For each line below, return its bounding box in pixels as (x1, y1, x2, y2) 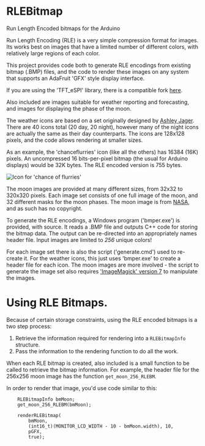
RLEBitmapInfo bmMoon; (17, 396, 75, 402)
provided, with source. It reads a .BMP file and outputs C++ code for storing (6, 223, 198, 230)
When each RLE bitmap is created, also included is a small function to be (6, 359, 190, 367)
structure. (15, 341, 40, 348)
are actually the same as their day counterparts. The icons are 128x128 (6, 130, 185, 137)
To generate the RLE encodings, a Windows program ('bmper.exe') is (6, 216, 181, 224)
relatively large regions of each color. (6, 49, 100, 57)
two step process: (6, 323, 52, 330)
